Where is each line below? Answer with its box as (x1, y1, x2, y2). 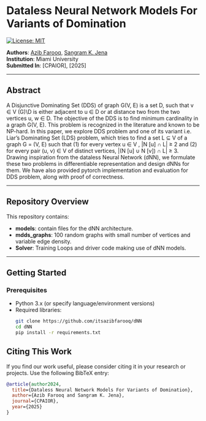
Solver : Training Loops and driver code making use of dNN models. (15, 244, 186, 251)
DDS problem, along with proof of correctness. (6, 173, 124, 181)
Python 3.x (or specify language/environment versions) (15, 300, 155, 307)
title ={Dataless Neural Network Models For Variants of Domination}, (12, 387, 193, 393)
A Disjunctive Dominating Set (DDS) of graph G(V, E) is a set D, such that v (6, 102, 194, 109)
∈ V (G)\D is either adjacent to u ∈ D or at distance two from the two (6, 108, 180, 115)
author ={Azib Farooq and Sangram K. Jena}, (12, 392, 124, 398)
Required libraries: (15, 307, 62, 314)
